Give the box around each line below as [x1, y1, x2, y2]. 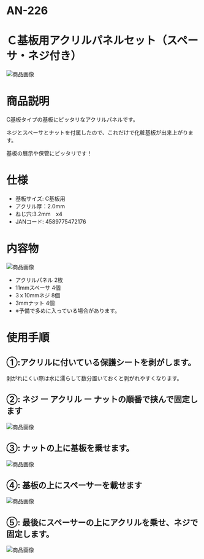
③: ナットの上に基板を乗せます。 [6, 443, 135, 453]
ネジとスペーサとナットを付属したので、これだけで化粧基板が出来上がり [6, 129, 189, 136]
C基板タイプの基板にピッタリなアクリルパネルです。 [6, 116, 139, 123]
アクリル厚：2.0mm [15, 203, 66, 209]
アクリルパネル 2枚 [15, 276, 63, 283]
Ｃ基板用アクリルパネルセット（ [6, 34, 167, 48]
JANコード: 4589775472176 [15, 218, 86, 225]
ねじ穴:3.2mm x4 [15, 210, 62, 217]
